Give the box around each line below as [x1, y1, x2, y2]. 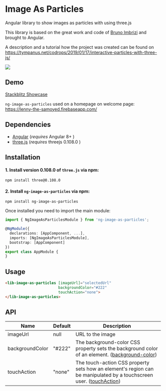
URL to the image [75, 331, 116, 338]
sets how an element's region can [75, 365, 154, 372]
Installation [5, 153, 41, 161]
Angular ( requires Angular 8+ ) [12, 133, 75, 139]
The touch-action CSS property [75, 359, 150, 366]
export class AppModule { [5, 249, 58, 254]
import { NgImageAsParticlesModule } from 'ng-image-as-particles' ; [5, 217, 149, 223]
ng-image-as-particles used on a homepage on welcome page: [5, 101, 135, 107]
